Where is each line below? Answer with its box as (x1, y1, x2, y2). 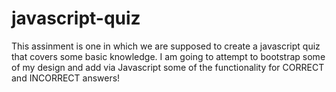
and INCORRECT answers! (11, 72, 121, 84)
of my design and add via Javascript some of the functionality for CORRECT (11, 61, 325, 73)
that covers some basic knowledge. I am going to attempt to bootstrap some (11, 50, 326, 62)
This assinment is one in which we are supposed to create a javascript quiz (11, 40, 321, 52)
